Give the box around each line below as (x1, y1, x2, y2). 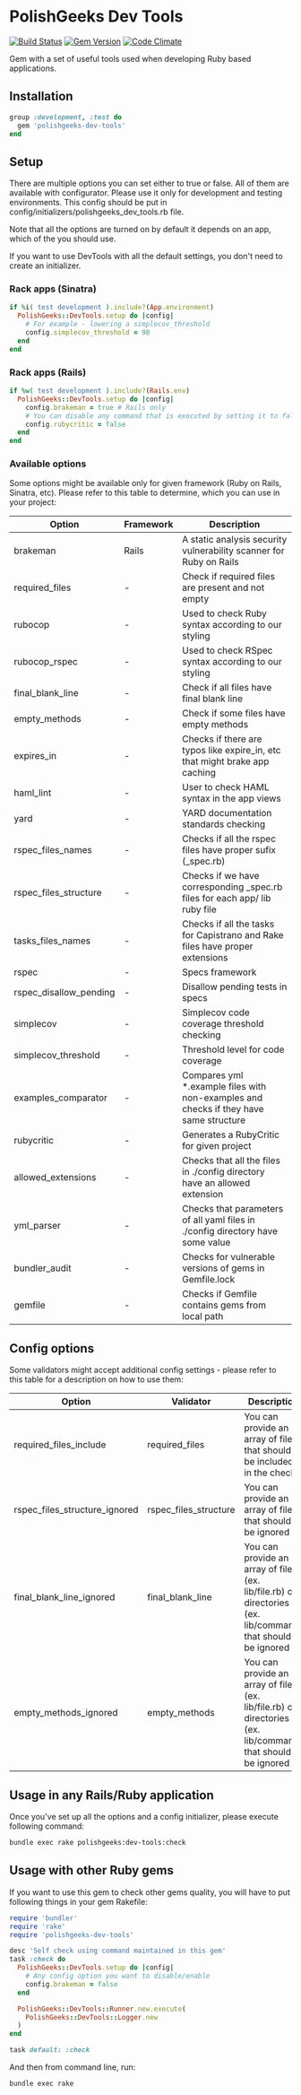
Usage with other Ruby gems (9, 1863, 175, 1878)
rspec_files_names (13, 844, 92, 856)
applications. (9, 63, 56, 74)
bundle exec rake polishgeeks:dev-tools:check (9, 1839, 186, 1847)
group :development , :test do (9, 112, 123, 122)
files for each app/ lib (182, 892, 271, 905)
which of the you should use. (9, 233, 116, 244)
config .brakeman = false (25, 1979, 118, 1988)
